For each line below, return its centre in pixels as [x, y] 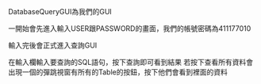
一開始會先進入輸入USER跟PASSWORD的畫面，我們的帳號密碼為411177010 [130, 29]
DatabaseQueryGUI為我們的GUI [60, 11]
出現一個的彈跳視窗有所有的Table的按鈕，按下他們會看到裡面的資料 [118, 72]
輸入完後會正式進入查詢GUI [53, 45]
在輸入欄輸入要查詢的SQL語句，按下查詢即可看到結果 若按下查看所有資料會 [131, 62]
